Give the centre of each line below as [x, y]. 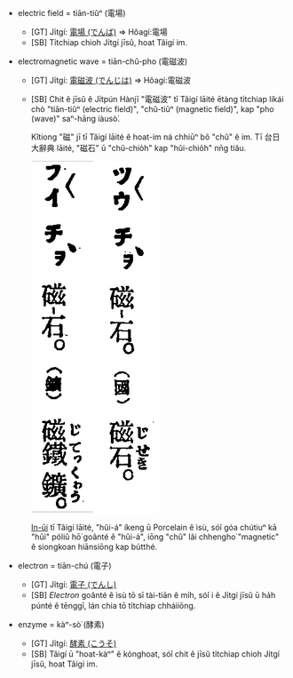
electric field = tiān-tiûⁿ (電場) [71, 13]
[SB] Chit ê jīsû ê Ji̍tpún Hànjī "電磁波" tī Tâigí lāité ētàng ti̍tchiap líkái [157, 99]
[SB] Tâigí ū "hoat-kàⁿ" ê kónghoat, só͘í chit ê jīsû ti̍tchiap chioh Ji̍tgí [155, 654]
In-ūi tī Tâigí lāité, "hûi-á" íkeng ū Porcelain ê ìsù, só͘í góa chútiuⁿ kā [154, 527]
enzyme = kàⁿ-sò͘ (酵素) [61, 624]
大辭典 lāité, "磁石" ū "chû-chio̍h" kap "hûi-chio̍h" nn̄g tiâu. [139, 148]
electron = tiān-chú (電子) [65, 566]
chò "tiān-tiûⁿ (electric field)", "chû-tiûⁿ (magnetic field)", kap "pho [152, 109]
